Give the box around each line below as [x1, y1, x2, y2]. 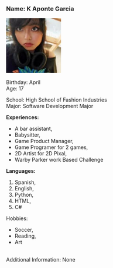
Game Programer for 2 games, [14, 144, 88, 151]
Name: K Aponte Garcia [6, 5, 74, 13]
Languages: [6, 168, 36, 175]
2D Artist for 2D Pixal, [14, 150, 67, 157]
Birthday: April [6, 79, 41, 86]
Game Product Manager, [14, 138, 74, 145]
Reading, [14, 232, 36, 239]
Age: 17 [6, 85, 24, 92]
